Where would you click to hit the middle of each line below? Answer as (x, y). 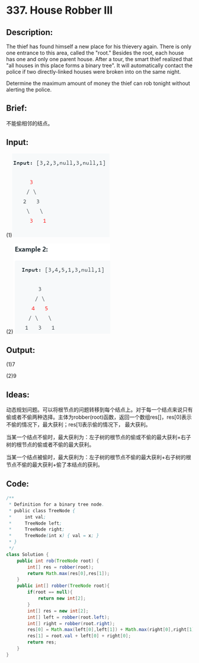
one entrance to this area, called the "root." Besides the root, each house (95, 53)
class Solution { (28, 554)
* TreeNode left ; (35, 523)
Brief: (17, 108)
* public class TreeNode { (42, 511)
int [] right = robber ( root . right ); (71, 623)
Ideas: (18, 395)
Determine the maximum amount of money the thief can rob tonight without (98, 83)
